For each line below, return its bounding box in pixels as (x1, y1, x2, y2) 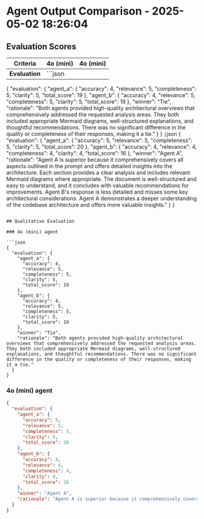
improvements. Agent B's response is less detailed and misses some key (6, 188, 188, 195)
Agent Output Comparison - (6, 4, 150, 18)
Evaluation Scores (6, 41, 76, 52)
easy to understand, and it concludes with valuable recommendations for (6, 182, 189, 189)
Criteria (13, 59, 36, 67)
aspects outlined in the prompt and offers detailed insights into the (6, 163, 173, 169)
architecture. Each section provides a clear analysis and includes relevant (6, 169, 190, 176)
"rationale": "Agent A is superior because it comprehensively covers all (6, 156, 184, 163)
